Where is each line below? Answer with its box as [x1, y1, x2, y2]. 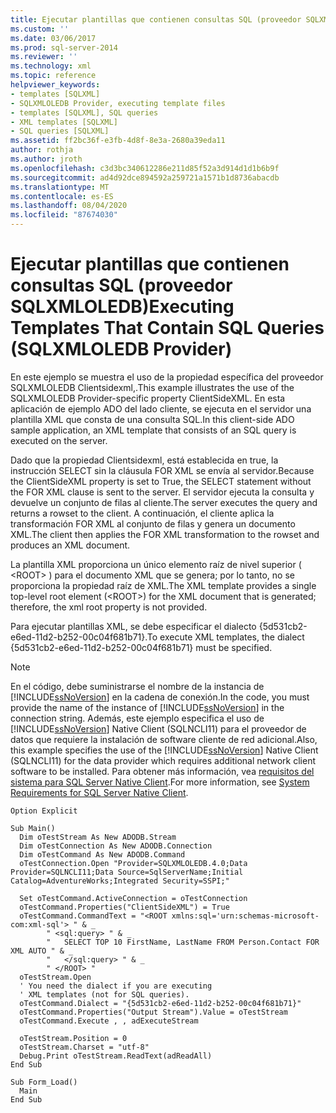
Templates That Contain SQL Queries [10, 317, 325, 340]
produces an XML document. [10, 539, 131, 551]
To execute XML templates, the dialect [146, 631, 305, 643]
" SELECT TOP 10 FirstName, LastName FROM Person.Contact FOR [46, 937, 320, 947]
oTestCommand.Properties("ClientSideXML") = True [19, 902, 230, 912]
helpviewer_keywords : [10, 80, 101, 90]
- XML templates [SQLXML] [10, 117, 118, 127]
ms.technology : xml [10, 61, 92, 71]
